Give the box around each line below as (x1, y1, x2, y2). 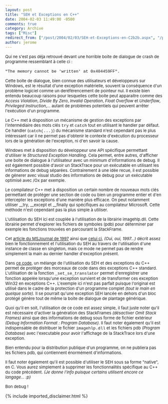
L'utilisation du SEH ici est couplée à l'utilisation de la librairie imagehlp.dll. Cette (5, 216, 159, 222)
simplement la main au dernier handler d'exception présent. (5, 251, 119, 256)
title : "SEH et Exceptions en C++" (5, 12, 79, 17)
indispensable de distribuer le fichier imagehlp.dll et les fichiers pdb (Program (5, 325, 160, 331)
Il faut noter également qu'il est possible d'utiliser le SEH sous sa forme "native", (5, 359, 159, 365)
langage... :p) (5, 374, 31, 380)
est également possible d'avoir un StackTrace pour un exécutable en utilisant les (5, 162, 159, 168)
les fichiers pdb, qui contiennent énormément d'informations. (5, 349, 122, 355)
